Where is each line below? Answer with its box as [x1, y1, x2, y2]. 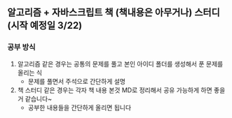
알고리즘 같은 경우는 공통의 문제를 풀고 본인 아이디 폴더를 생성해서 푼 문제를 [17, 59, 224, 68]
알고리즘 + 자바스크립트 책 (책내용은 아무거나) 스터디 [7, 6, 220, 19]
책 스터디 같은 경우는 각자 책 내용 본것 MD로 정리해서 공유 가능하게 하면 [17, 86, 212, 94]
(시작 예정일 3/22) [7, 20, 83, 31]
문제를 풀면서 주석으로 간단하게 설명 [27, 77, 126, 85]
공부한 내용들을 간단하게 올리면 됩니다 [27, 103, 132, 112]
